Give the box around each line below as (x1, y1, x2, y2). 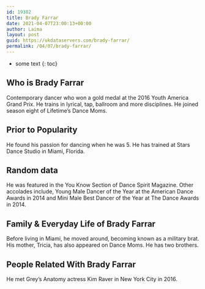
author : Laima (6, 26, 43, 32)
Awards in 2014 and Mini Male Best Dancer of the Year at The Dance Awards (6, 194, 199, 202)
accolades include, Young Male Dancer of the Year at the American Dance (6, 188, 194, 195)
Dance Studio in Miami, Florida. (6, 148, 85, 155)
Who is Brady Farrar (6, 78, 84, 88)
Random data (6, 165, 58, 175)
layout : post (6, 32, 40, 38)
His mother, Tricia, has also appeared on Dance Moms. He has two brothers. (6, 241, 199, 249)
